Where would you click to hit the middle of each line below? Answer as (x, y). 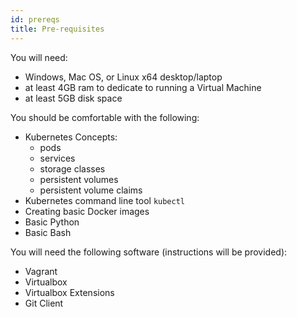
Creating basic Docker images (87, 211)
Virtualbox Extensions (69, 292)
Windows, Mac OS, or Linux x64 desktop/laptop (123, 77)
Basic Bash (48, 232)
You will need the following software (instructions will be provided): (149, 252)
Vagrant (41, 271)
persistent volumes (79, 179)
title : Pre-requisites (57, 29)
